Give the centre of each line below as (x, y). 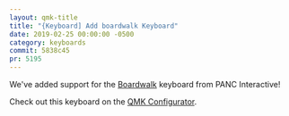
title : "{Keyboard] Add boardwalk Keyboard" (94, 26)
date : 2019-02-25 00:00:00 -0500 (72, 34)
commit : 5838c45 (39, 51)
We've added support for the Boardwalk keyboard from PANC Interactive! (145, 84)
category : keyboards (48, 42)
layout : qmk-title (44, 17)
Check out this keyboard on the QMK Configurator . (103, 102)
